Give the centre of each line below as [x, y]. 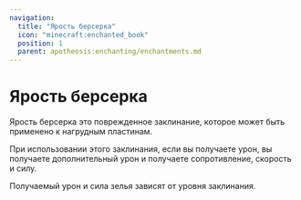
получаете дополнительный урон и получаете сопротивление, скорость [150, 159]
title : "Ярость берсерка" [67, 26]
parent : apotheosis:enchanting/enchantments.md [110, 52]
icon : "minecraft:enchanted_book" [83, 35]
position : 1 [41, 43]
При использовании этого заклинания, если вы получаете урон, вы [141, 149]
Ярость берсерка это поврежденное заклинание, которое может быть [147, 122]
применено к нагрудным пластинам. [81, 132]
